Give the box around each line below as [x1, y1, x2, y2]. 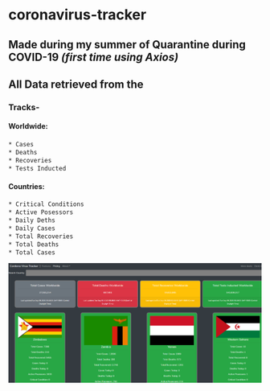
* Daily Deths [8, 216, 56, 224]
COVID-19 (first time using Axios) [8, 50, 179, 64]
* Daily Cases [8, 224, 56, 233]
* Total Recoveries [8, 233, 74, 241]
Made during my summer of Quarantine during [8, 38, 247, 51]
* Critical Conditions [8, 200, 84, 208]
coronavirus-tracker [8, 6, 147, 24]
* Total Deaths [8, 241, 59, 249]
